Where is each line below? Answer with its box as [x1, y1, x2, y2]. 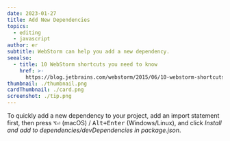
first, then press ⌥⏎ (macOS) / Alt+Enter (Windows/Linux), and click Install [7, 119, 222, 127]
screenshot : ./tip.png [7, 93, 72, 100]
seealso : [7, 55, 32, 62]
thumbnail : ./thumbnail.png [7, 80, 88, 87]
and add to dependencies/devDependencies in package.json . [7, 126, 181, 134]
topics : [7, 23, 29, 29]
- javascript [13, 36, 51, 42]
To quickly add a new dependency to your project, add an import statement [7, 112, 220, 120]
